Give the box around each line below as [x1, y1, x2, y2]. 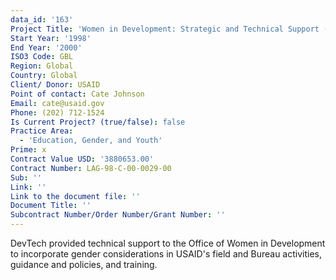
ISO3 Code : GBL [10, 52, 74, 62]
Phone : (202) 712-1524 [10, 107, 105, 118]
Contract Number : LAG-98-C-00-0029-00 [10, 163, 172, 173]
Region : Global [10, 61, 74, 71]
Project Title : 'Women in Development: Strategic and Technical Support [10, 24, 320, 34]
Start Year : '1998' [10, 33, 92, 43]
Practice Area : [10, 126, 74, 136]
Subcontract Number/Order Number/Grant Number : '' [10, 210, 226, 220]
